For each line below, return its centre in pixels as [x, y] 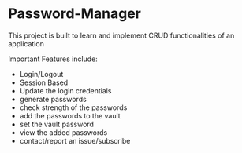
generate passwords [53, 99]
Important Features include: [53, 59]
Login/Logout [41, 74]
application [26, 43]
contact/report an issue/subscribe [75, 140]
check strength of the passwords [73, 107]
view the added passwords [63, 132]
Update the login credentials [65, 90]
